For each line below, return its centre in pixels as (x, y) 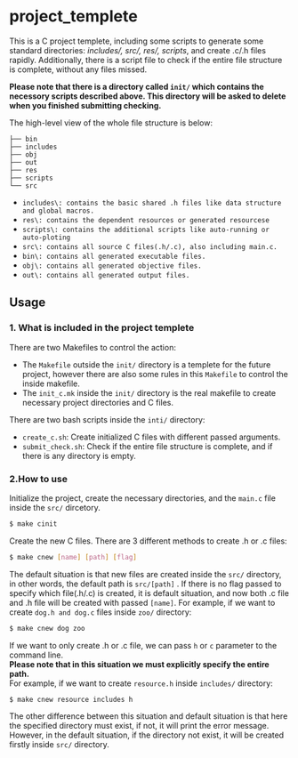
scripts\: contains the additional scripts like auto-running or (145, 230)
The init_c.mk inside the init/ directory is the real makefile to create (149, 392)
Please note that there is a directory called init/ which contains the (137, 86)
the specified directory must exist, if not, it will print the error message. (139, 726)
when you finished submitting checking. (85, 105)
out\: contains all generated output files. (106, 275)
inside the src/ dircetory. (55, 507)
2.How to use (39, 479)
